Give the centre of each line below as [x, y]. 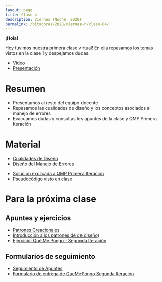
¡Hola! [12, 38]
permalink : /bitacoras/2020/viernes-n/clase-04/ [57, 24]
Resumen [25, 89]
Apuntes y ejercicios [38, 218]
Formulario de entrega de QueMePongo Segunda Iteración [73, 274]
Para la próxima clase [51, 199]
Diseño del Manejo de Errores [43, 164]
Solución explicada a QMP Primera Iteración [58, 174]
